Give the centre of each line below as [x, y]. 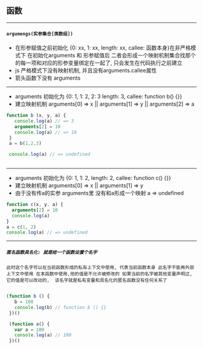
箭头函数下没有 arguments [48, 78]
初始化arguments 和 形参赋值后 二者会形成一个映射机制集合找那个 [114, 56]
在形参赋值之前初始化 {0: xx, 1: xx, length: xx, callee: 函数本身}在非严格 [103, 48]
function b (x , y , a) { [36, 116]
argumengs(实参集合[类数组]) [40, 34]
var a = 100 [29, 330]
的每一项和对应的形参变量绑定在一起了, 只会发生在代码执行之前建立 [98, 63]
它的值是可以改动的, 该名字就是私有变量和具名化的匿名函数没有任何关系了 [87, 280]
